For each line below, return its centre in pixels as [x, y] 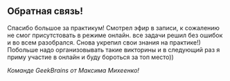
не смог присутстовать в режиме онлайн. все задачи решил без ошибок [115, 35]
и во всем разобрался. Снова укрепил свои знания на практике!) [104, 42]
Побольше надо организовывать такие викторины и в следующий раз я [114, 49]
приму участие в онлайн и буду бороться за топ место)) [91, 57]
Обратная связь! [45, 11]
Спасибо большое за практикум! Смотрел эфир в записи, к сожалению [114, 27]
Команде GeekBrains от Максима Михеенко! [73, 70]
